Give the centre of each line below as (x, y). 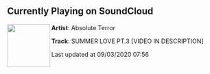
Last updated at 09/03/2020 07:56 (100, 54)
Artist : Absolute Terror (83, 27)
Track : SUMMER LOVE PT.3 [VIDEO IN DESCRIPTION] (127, 41)
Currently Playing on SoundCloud (80, 11)
